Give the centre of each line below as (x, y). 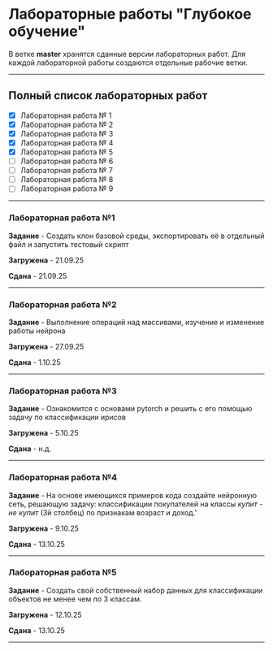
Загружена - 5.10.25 (43, 433)
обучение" (47, 31)
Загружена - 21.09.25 (46, 260)
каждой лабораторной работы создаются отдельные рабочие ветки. (128, 63)
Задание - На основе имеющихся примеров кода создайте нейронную (133, 495)
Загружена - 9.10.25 (44, 528)
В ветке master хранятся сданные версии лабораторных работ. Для (127, 54)
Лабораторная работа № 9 (67, 189)
